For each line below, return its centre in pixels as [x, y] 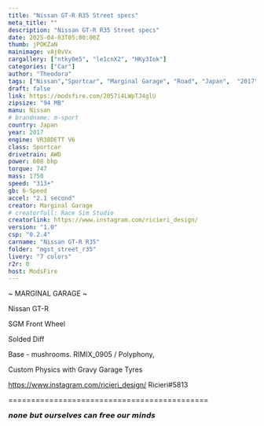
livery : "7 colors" [40, 256]
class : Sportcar [35, 147]
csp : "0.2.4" [29, 235]
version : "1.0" [33, 228]
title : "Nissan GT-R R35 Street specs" [73, 15]
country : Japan [33, 125]
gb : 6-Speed [27, 191]
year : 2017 [26, 132]
